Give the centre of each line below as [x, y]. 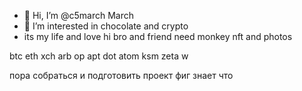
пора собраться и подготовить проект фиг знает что [121, 75]
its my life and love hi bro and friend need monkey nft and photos [158, 36]
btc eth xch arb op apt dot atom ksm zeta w [99, 56]
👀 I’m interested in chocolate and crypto [106, 26]
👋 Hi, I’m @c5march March [79, 15]
